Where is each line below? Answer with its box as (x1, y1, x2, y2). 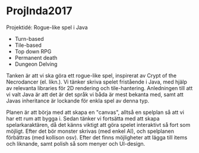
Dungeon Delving (14, 60, 58, 68)
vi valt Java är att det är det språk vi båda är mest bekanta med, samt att (6, 91, 184, 98)
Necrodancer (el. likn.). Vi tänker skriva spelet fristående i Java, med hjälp (6, 78, 187, 85)
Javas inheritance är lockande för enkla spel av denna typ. (6, 97, 150, 104)
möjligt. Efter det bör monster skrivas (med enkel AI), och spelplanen (6, 128, 174, 135)
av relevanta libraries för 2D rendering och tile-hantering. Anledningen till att (6, 84, 193, 91)
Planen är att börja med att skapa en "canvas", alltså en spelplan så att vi (6, 109, 184, 116)
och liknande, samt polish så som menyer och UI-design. (6, 140, 146, 147)
